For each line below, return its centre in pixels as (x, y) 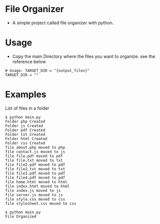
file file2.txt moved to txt (35, 169)
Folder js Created (24, 126)
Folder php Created (25, 121)
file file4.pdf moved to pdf (35, 178)
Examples (26, 94)
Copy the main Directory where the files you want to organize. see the (84, 56)
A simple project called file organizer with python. (63, 23)
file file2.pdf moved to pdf (35, 165)
